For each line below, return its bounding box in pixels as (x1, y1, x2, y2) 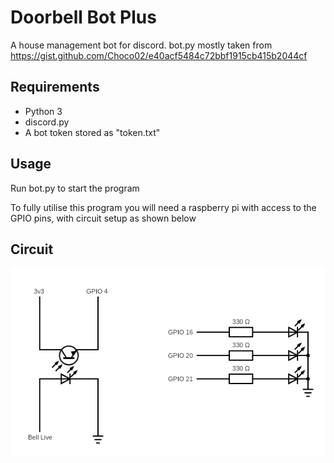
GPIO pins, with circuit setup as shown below (10, 212, 197, 224)
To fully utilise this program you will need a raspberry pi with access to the (10, 201, 317, 213)
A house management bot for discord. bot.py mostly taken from (10, 39, 273, 51)
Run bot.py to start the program (10, 182, 140, 194)
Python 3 (24, 105, 63, 117)
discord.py (24, 116, 70, 128)
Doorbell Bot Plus (10, 6, 157, 29)
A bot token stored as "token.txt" (24, 126, 161, 138)
